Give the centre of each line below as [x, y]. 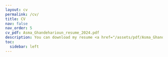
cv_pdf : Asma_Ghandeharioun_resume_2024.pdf [52, 33]
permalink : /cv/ [22, 14]
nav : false [16, 24]
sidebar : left [24, 47]
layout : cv [16, 10]
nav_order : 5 [19, 28]
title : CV [15, 19]
